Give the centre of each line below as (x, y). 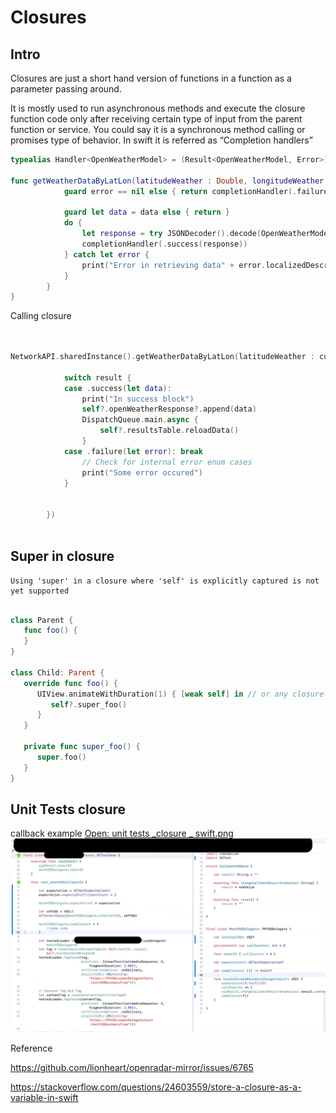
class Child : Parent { (57, 672)
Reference (31, 1048)
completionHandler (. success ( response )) (164, 244)
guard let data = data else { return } (146, 212)
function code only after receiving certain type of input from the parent (156, 119)
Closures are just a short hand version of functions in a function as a (151, 78)
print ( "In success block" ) (138, 399)
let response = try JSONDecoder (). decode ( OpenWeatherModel (207, 234)
